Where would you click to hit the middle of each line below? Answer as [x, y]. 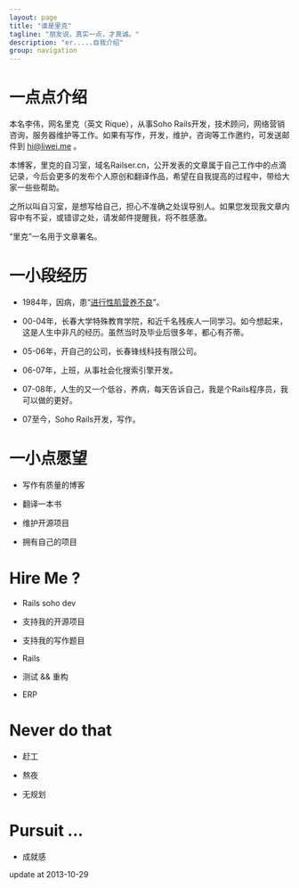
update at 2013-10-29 [49, 874]
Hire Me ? [45, 578]
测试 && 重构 [45, 676]
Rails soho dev [49, 603]
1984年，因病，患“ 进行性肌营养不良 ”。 [93, 302]
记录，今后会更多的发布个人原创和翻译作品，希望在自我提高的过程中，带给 [145, 177]
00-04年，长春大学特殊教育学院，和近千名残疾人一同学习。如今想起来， [154, 321]
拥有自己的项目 [49, 541]
